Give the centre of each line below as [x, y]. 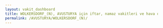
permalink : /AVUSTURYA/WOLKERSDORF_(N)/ [47, 18]
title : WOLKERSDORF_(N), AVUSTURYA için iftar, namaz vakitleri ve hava [80, 14]
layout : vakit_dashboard [30, 9]
